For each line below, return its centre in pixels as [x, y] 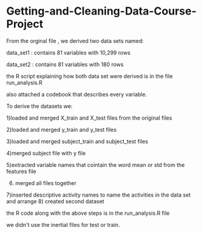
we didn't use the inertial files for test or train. [63, 225]
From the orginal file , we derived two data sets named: [75, 41]
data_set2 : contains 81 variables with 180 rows [65, 64]
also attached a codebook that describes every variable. [77, 94]
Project [25, 24]
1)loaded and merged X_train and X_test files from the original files [89, 118]
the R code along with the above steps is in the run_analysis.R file [88, 213]
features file [21, 171]
